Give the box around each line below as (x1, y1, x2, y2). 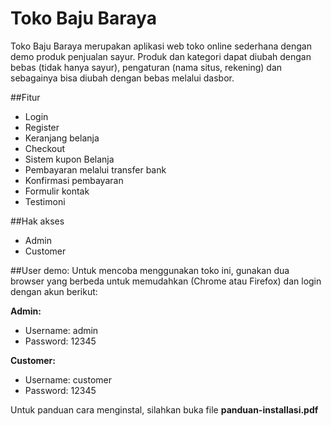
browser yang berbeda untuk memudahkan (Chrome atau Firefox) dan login (10, 275, 322, 287)
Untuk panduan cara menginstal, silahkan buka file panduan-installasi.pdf (10, 403, 319, 416)
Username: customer (24, 373, 112, 386)
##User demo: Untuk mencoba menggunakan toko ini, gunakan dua (10, 264, 290, 276)
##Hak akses (10, 215, 65, 227)
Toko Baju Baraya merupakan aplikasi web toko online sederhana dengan (10, 40, 312, 52)
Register (24, 121, 60, 133)
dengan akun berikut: (10, 285, 98, 297)
